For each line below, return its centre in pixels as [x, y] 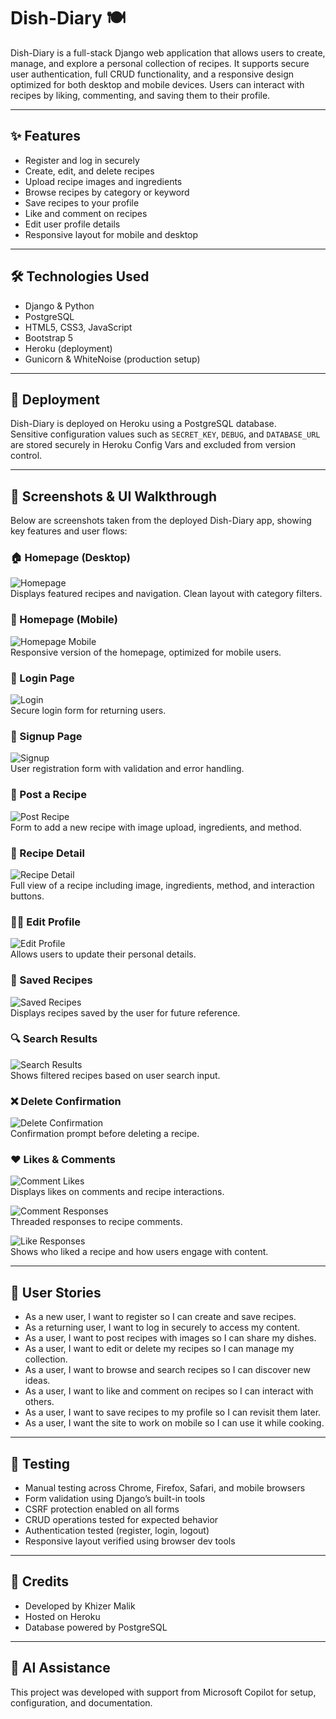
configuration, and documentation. [81, 1702]
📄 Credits [40, 1581]
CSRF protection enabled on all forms [102, 1509]
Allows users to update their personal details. [103, 954]
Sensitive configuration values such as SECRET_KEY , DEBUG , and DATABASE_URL [165, 434]
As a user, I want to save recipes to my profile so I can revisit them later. [173, 1412]
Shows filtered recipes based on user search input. [115, 1075]
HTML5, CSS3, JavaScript [78, 327]
